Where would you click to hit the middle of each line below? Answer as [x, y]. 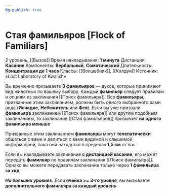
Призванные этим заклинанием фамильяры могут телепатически [78, 134]
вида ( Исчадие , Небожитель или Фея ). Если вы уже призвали [73, 108]
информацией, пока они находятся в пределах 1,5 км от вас [70, 144]
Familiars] [27, 46]
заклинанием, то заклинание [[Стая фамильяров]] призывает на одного [83, 118]
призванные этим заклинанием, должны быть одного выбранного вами [83, 102]
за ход [12, 170]
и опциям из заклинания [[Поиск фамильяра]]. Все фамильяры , [75, 96]
